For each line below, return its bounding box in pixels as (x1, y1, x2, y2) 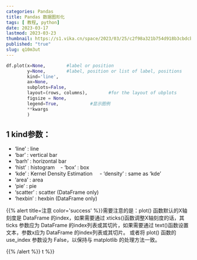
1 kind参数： (6, 129, 51, 139)
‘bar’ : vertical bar (14, 152, 57, 159)
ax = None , (27, 79, 49, 85)
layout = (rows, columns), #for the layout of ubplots (27, 90, 177, 96)
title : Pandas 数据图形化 (6, 14, 65, 20)
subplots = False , (27, 84, 67, 91)
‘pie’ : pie (14, 183, 37, 190)
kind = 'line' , (27, 74, 59, 80)
